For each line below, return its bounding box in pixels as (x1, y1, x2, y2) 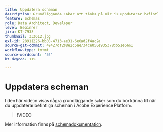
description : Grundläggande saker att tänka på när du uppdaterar (5, 12, 142, 16)
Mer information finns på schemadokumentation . (5, 121, 103, 127)
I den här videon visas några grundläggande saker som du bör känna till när (5, 98, 156, 103)
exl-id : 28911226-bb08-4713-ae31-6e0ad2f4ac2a (5, 39, 101, 44)
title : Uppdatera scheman (5, 7, 57, 12)
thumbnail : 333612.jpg (5, 34, 51, 39)
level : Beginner (5, 25, 38, 30)
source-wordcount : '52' (5, 52, 53, 57)
